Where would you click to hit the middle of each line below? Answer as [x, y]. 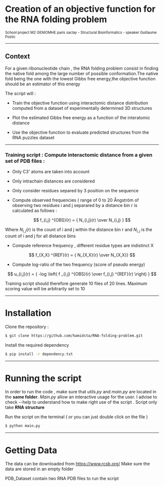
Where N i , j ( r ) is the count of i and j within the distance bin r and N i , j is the [79, 230]
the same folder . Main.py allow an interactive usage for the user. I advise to [81, 397]
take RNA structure [25, 408]
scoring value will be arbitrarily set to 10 [45, 288]
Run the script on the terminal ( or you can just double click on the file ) [76, 417]
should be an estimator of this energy [43, 84]
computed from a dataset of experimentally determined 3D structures [82, 108]
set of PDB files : [25, 161]
